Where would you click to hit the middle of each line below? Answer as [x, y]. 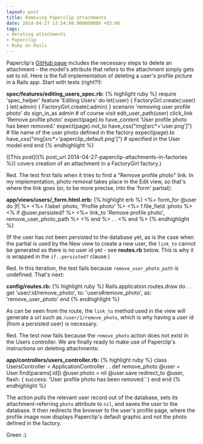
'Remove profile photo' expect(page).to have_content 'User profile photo [97, 119]
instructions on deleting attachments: [53, 348]
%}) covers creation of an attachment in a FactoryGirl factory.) [84, 163]
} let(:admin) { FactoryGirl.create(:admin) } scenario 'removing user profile [98, 106]
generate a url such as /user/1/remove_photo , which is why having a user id [100, 317]
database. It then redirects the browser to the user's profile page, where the [101, 410]
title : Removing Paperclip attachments [56, 18]
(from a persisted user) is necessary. [52, 324]
